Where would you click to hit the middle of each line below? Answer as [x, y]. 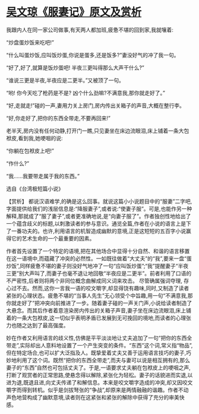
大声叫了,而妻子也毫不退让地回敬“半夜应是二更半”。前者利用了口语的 [108, 273]
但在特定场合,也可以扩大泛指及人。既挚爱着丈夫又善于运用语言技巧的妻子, [96, 353]
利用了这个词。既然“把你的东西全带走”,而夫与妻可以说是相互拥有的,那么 [103, 360]
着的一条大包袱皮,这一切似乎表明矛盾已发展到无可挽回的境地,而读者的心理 [96, 318]
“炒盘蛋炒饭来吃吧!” [30, 42]
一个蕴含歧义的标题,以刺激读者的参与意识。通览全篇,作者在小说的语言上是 [96, 223]
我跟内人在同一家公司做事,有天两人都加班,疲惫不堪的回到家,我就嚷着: [90, 30]
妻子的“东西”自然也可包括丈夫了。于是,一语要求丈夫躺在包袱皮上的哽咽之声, [99, 367]
